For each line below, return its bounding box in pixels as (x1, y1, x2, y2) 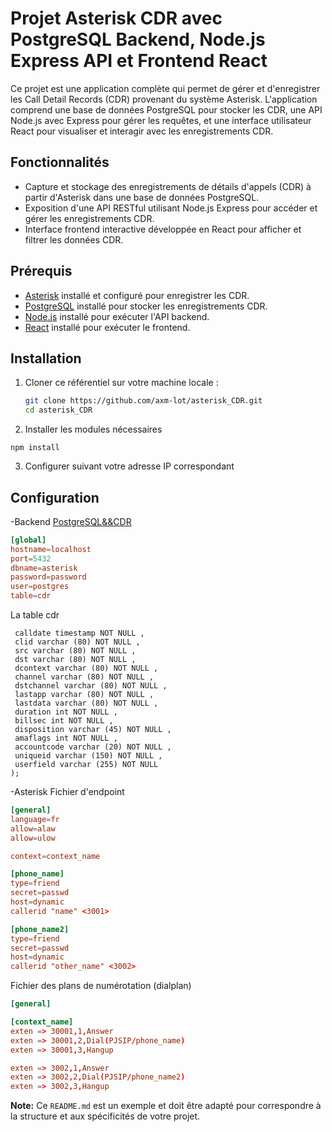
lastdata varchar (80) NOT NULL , (14, 698, 159, 709)
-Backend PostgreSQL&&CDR (10, 515, 132, 527)
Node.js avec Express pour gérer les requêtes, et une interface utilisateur (10, 114, 312, 126)
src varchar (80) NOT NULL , (14, 646, 137, 656)
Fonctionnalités (10, 154, 110, 171)
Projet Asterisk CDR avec (10, 7, 223, 30)
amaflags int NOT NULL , (14, 733, 118, 744)
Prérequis (10, 263, 73, 280)
